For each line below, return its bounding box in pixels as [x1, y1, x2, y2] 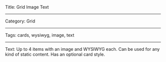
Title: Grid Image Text [5, 4, 49, 10]
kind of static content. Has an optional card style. [5, 51, 105, 57]
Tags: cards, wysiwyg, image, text [5, 32, 75, 38]
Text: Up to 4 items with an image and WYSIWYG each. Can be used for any [5, 46, 160, 52]
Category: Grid [5, 18, 36, 24]
